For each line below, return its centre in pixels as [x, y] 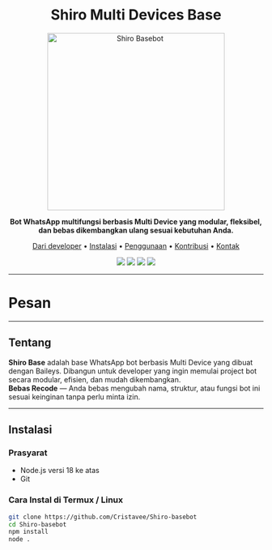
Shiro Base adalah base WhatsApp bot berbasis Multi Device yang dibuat [131, 362]
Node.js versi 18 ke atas [59, 471]
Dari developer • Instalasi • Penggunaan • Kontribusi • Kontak [136, 245]
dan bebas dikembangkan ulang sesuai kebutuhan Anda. [136, 230]
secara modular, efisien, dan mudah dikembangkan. [95, 379]
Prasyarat [28, 453]
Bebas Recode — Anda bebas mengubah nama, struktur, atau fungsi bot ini [134, 388]
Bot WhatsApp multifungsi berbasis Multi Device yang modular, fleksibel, [136, 221]
